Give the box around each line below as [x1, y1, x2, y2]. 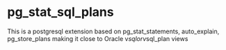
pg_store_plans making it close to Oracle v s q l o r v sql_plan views [7, 34, 188, 42]
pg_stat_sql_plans [7, 4, 114, 20]
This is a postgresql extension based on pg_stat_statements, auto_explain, [7, 27, 220, 35]
